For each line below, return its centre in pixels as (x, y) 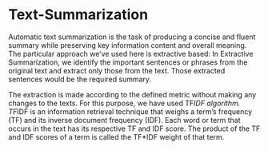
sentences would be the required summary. (80, 79)
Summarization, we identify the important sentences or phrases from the (128, 62)
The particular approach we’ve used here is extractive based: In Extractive (131, 53)
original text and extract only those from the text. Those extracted (117, 70)
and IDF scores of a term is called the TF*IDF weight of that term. (116, 136)
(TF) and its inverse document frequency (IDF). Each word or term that (125, 120)
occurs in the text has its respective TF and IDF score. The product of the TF (134, 128)
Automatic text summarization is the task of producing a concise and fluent (132, 37)
